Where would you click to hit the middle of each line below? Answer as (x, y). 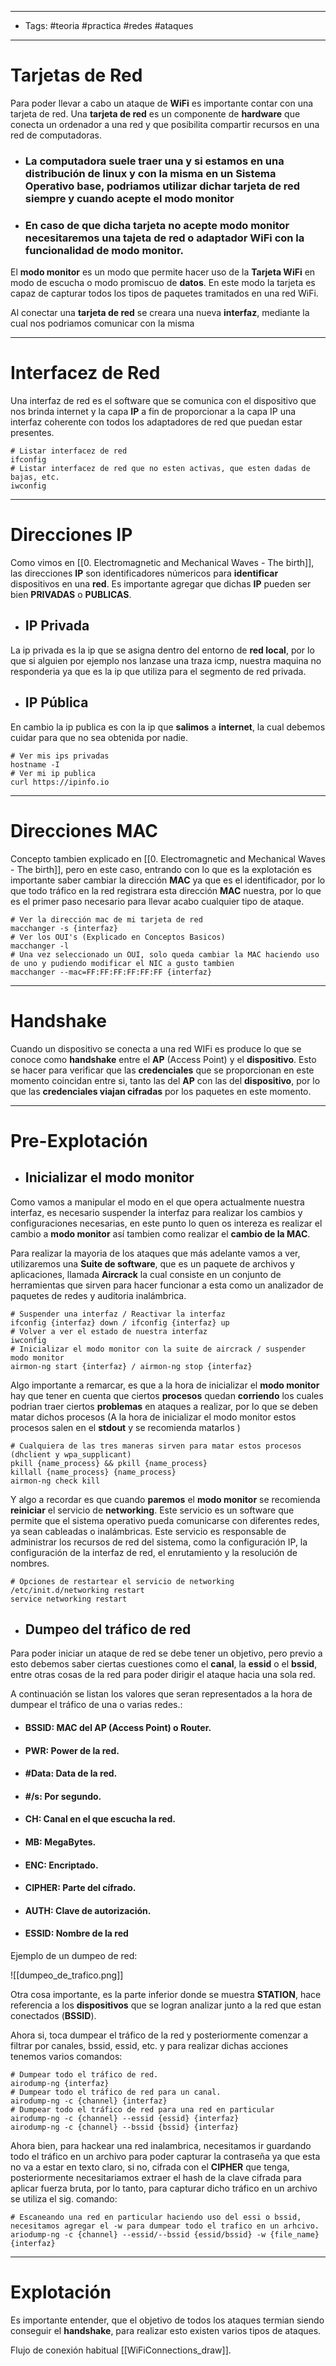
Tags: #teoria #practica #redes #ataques (109, 25)
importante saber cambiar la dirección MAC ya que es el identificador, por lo (168, 880)
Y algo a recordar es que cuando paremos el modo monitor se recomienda (165, 1499)
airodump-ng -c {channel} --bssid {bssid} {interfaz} (125, 2127)
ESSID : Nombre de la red (76, 1933)
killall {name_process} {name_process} (93, 1472)
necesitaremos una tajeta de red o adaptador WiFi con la (164, 238)
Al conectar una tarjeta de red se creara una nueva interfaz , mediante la (160, 313)
